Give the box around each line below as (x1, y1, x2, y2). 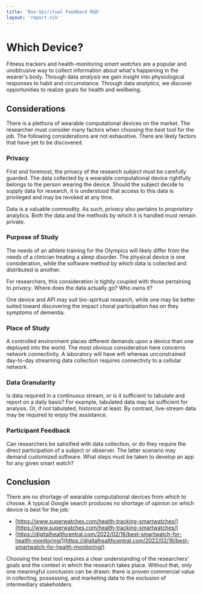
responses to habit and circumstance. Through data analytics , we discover (6, 80, 192, 87)
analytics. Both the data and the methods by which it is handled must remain (6, 211, 196, 219)
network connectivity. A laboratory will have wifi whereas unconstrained (6, 350, 186, 358)
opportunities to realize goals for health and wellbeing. (6, 86, 142, 94)
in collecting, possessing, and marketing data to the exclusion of (6, 574, 166, 581)
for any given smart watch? (6, 459, 74, 466)
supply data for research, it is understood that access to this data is (6, 187, 174, 194)
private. (6, 218, 25, 225)
